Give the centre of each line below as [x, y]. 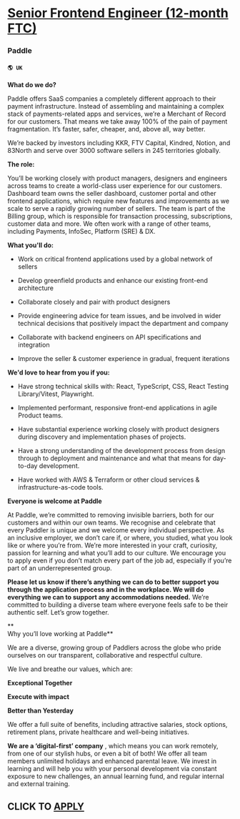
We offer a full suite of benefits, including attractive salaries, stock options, [117, 725]
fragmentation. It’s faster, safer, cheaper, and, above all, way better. [106, 129]
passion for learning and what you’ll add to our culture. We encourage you [117, 553]
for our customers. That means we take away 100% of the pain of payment [117, 121]
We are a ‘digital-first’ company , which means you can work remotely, [113, 746]
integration [34, 345]
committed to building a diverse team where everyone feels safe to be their [118, 605]
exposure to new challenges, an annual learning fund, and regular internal [116, 776]
